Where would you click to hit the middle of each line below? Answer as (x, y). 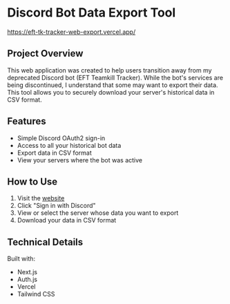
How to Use (32, 181)
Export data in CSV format (54, 153)
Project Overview (45, 54)
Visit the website (41, 198)
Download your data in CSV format (67, 220)
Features (27, 121)
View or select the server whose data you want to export (98, 213)
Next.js (27, 272)
